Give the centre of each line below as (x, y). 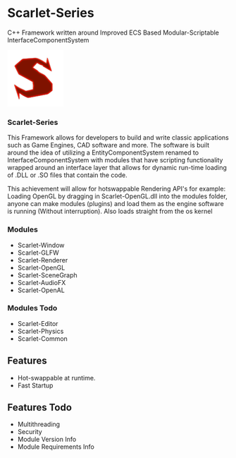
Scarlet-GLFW (38, 253)
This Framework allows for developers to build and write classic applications (118, 138)
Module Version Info (47, 440)
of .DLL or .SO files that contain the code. (68, 175)
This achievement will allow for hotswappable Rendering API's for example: (117, 189)
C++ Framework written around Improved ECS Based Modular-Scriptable (113, 32)
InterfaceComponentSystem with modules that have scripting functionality (115, 160)
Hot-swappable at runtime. (56, 378)
